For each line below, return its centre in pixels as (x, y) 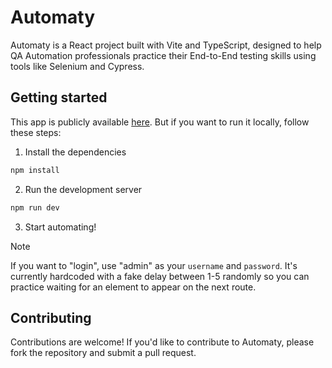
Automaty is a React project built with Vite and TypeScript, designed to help (166, 45)
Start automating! (60, 227)
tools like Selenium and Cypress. (77, 66)
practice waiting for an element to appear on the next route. (133, 287)
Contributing (51, 317)
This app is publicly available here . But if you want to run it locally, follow (160, 122)
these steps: (36, 132)
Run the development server (83, 189)
